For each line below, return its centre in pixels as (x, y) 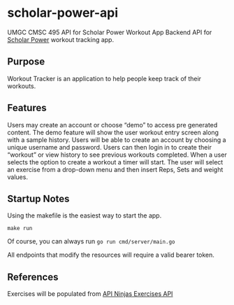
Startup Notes (38, 198)
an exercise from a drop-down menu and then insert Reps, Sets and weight (115, 169)
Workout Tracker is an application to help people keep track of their (104, 78)
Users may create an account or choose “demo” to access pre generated (112, 125)
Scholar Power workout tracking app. (60, 39)
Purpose (26, 62)
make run (20, 229)
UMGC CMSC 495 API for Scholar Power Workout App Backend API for (110, 32)
